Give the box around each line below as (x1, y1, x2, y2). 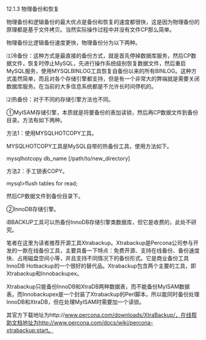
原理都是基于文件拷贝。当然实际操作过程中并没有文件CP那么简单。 (6, 26, 175, 33)
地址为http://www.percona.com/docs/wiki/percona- (22, 319, 153, 326)
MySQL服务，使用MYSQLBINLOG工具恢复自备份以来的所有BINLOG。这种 (6, 67, 192, 74)
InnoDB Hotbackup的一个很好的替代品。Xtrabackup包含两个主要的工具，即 (6, 262, 196, 269)
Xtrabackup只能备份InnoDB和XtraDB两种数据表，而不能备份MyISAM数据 (6, 282, 190, 290)
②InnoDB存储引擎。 (6, 205, 59, 212)
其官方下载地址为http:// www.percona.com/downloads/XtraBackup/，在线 (6, 311, 192, 319)
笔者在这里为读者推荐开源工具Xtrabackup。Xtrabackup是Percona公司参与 (6, 239, 194, 246)
